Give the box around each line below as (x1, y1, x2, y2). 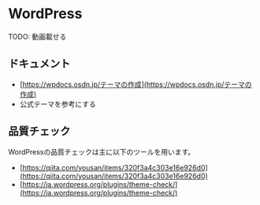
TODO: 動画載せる (8, 32, 67, 41)
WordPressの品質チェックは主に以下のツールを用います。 (8, 147, 195, 156)
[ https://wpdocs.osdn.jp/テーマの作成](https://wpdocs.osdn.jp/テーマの (19, 80, 252, 89)
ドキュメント (8, 57, 71, 71)
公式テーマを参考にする (19, 99, 96, 109)
